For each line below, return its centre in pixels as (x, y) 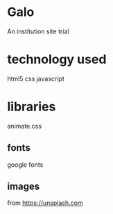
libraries (32, 107)
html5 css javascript (36, 79)
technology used (57, 59)
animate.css (25, 126)
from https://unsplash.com (45, 203)
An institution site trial (38, 31)
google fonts (25, 165)
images (24, 187)
